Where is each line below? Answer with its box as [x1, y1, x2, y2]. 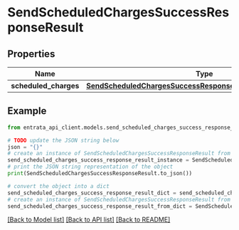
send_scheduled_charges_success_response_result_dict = [7, 189, 176, 197]
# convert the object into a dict [7, 182, 110, 189]
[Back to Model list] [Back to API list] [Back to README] [7, 215, 171, 224]
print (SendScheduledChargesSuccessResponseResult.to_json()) [7, 170, 193, 177]
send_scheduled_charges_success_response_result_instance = [7, 157, 190, 164]
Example [7, 105, 47, 117]
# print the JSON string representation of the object [7, 163, 174, 171]
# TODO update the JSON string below [7, 137, 119, 144]
